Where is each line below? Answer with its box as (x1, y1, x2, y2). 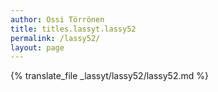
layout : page (10, 42, 65, 53)
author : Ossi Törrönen (10, 14, 105, 25)
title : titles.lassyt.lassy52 (10, 24, 137, 34)
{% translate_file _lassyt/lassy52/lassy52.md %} (10, 70, 209, 82)
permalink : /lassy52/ (10, 33, 101, 43)
